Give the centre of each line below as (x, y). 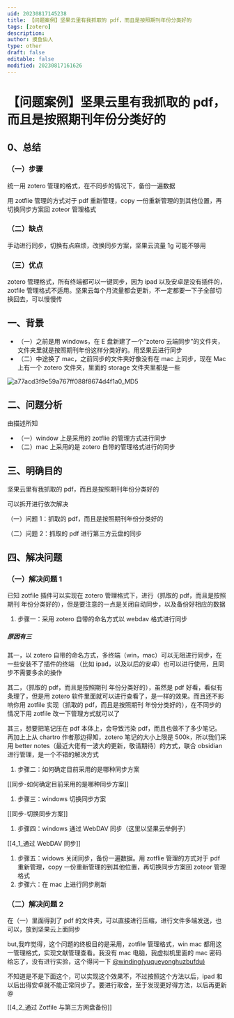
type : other (24, 46)
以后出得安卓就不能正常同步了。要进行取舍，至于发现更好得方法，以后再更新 (117, 985)
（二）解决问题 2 (36, 904)
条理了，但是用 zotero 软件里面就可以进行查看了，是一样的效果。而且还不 (112, 696)
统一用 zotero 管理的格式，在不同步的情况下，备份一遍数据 (91, 185)
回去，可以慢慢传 (38, 299)
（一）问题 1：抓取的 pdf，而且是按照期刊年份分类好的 (85, 518)
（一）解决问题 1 (35, 579)
